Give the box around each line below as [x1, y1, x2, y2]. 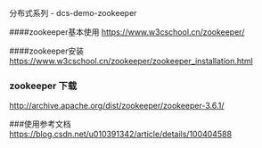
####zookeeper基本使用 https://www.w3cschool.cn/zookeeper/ [9, 27, 245, 37]
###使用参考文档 [9, 119, 71, 129]
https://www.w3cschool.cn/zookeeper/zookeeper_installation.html [9, 56, 254, 66]
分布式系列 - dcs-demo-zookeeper [9, 8, 137, 18]
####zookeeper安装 [9, 45, 85, 56]
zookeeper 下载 [9, 79, 78, 92]
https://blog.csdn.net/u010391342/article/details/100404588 [9, 128, 233, 140]
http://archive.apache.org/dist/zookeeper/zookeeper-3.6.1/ [9, 101, 225, 111]
